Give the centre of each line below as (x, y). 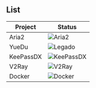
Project (25, 27)
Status (67, 27)
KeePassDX (25, 57)
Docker (19, 76)
